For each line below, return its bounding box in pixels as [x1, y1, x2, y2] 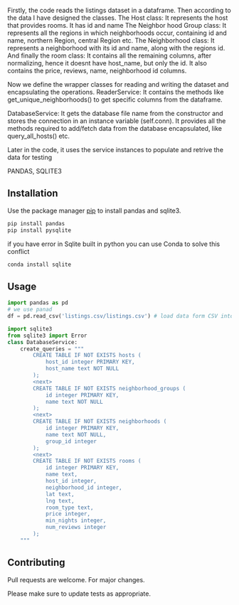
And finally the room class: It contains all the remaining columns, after [7, 51, 212, 60]
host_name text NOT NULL [45, 365, 119, 373]
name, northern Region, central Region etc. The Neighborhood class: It [7, 36, 215, 45]
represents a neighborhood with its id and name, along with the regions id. [7, 44, 225, 52]
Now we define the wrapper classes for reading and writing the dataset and [7, 80, 229, 88]
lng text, [45, 497, 75, 504]
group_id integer [45, 437, 97, 445]
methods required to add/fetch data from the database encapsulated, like [7, 124, 223, 132]
